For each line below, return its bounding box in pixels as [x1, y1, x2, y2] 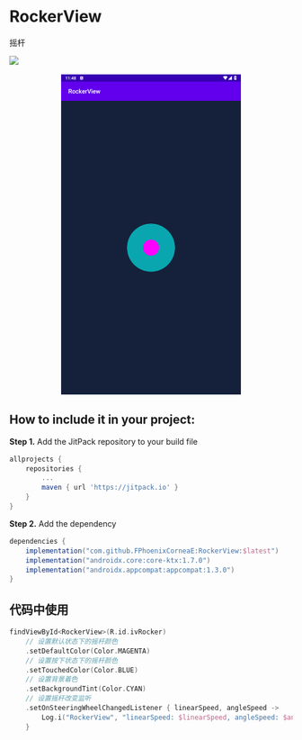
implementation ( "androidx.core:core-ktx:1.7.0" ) [25, 555, 211, 564]
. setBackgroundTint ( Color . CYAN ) [25, 684, 147, 694]
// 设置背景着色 [25, 675, 78, 684]
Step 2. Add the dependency [9, 518, 117, 528]
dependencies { [9, 537, 67, 546]
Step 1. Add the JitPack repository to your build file [9, 436, 198, 447]
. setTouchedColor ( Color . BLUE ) [25, 665, 139, 674]
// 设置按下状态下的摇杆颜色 [25, 655, 119, 665]
